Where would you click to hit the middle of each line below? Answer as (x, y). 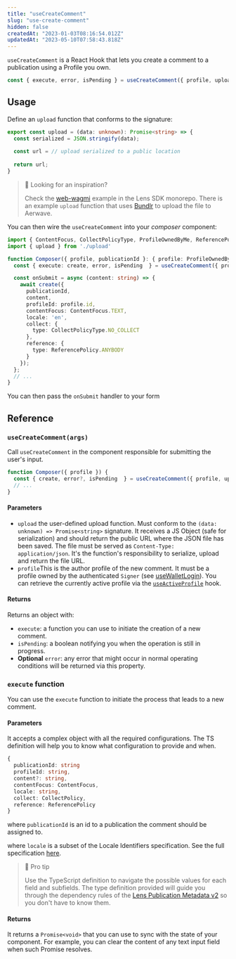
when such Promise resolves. (50, 949)
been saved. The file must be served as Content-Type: (96, 546)
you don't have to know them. (67, 903)
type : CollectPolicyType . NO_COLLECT (86, 330)
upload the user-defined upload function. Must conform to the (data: (117, 523)
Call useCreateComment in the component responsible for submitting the (110, 452)
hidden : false (28, 27)
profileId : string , (42, 772)
